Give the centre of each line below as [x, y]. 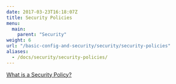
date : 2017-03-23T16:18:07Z [42, 12]
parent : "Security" [42, 35]
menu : [13, 23]
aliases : [17, 52]
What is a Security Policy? [39, 74]
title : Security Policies [39, 18]
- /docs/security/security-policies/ [60, 57]
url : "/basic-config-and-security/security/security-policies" [89, 46]
